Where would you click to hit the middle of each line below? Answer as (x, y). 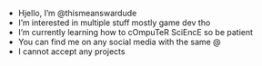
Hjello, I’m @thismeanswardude (77, 13)
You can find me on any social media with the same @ (119, 42)
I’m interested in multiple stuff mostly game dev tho (114, 23)
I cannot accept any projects (71, 52)
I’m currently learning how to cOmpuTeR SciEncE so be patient (135, 32)
